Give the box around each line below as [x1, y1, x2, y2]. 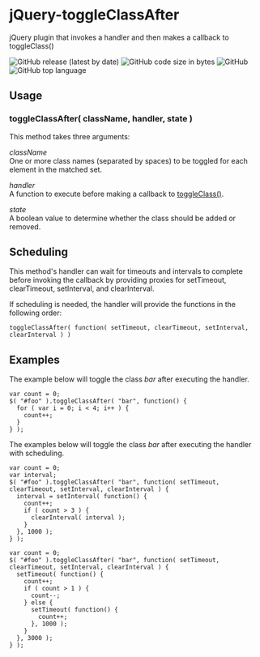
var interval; [9, 471, 58, 480]
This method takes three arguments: [9, 131, 130, 141]
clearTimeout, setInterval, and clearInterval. [9, 284, 155, 293]
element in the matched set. [9, 164, 103, 174]
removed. [9, 221, 41, 232]
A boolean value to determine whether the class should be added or [9, 213, 237, 223]
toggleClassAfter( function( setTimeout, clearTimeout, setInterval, [9, 324, 249, 332]
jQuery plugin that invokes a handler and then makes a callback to [9, 32, 229, 42]
